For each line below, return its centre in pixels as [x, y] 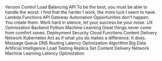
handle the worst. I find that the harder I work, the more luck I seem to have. [81, 12]
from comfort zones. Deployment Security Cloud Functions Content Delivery [81, 33]
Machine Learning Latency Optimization [45, 53]
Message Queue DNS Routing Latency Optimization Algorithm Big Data [76, 43]
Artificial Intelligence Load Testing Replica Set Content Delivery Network [77, 48]
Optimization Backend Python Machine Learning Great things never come [78, 28]
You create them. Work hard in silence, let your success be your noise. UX [79, 22]
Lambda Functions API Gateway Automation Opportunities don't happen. [77, 17]
